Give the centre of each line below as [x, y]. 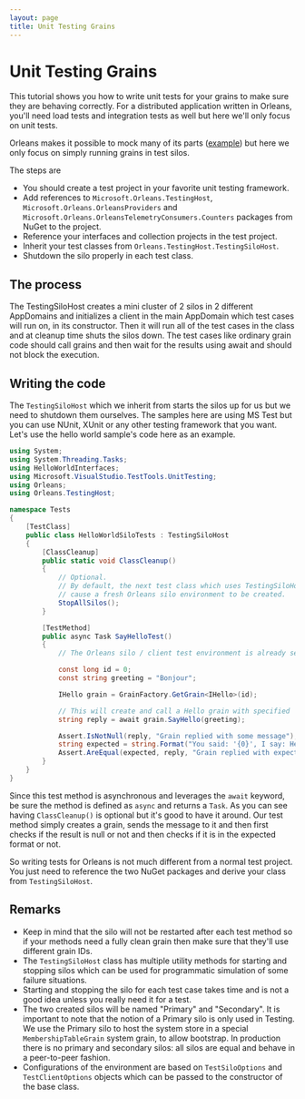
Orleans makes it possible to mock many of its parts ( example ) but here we [149, 143]
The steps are [35, 170]
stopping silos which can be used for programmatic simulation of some [155, 970]
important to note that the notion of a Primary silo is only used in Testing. [158, 1018]
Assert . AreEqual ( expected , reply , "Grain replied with [164, 753]
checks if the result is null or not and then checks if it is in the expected [143, 834]
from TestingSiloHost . [51, 880]
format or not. [35, 844]
